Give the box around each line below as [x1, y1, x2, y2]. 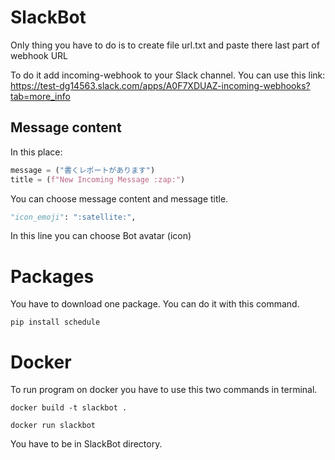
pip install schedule [10, 317, 101, 328]
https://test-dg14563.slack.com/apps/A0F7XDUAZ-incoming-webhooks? [10, 79, 311, 91]
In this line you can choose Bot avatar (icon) [10, 230, 192, 242]
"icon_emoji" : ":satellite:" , [10, 212, 137, 222]
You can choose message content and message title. [10, 192, 229, 205]
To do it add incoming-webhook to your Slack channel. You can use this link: [10, 69, 326, 81]
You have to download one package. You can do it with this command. [10, 298, 300, 310]
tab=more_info [10, 90, 71, 102]
